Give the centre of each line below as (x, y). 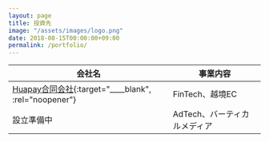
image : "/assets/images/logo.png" (66, 30)
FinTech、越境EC (205, 94)
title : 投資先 (30, 23)
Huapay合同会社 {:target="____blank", (82, 89)
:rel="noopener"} (44, 100)
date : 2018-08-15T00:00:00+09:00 (64, 38)
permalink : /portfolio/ (48, 45)
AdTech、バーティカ (211, 114)
